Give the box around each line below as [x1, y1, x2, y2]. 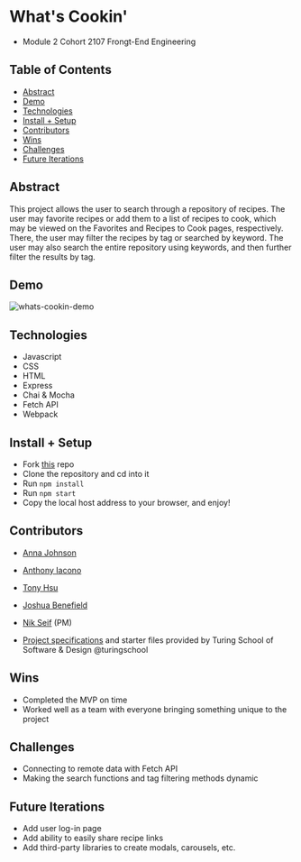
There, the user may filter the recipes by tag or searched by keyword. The [9, 232, 284, 243]
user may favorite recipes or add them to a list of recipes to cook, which [9, 213, 277, 224]
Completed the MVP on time [22, 694, 128, 705]
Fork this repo [22, 459, 75, 470]
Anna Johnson [22, 547, 77, 558]
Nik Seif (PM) [22, 617, 72, 628]
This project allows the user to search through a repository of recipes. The [9, 203, 286, 214]
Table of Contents [9, 62, 113, 78]
